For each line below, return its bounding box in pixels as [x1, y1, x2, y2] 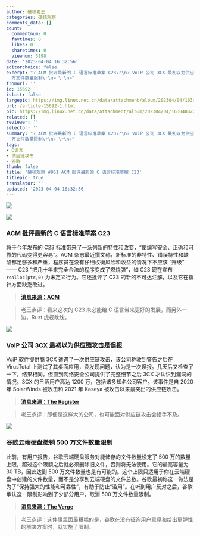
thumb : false [6, 164, 39, 170]
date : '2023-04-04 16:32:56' [6, 58, 79, 64]
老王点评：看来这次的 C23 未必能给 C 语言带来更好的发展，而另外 [20, 306, 182, 313]
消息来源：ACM [20, 293, 60, 301]
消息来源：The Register [20, 398, 80, 406]
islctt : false [6, 92, 42, 98]
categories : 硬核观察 [6, 14, 57, 20]
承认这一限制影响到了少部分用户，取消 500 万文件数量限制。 [6, 490, 155, 497]
